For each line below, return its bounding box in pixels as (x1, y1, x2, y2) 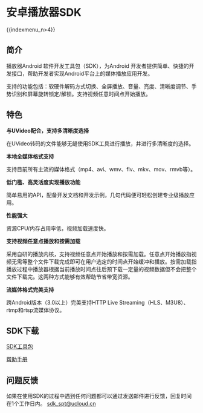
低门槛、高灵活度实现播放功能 (6, 178, 80, 185)
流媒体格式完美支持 (6, 286, 54, 293)
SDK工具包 (6, 343, 33, 350)
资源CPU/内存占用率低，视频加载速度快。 (6, 225, 109, 232)
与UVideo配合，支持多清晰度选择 (6, 127, 89, 134)
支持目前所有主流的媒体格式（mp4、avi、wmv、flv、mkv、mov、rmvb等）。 (6, 165, 196, 173)
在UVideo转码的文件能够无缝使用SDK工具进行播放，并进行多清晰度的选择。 (6, 140, 195, 147)
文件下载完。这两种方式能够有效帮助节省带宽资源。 (6, 273, 134, 280)
